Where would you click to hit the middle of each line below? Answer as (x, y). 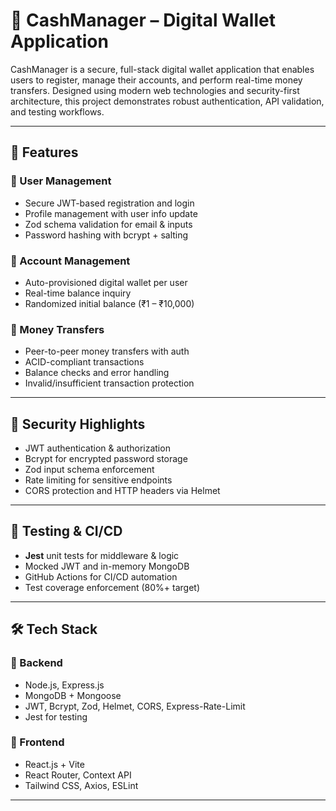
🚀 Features (44, 152)
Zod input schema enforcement (89, 470)
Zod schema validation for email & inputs (108, 224)
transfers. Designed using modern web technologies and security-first (155, 90)
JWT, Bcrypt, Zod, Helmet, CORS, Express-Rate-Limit (135, 706)
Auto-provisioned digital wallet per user (106, 282)
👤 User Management (61, 181)
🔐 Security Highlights (78, 424)
